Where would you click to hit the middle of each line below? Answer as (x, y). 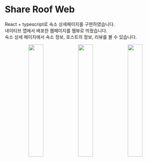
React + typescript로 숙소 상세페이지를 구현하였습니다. (60, 24)
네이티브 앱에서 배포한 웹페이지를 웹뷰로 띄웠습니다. (56, 30)
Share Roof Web (40, 9)
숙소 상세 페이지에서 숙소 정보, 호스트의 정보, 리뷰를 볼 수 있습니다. (71, 37)
